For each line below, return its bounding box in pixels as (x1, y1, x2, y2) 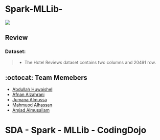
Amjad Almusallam (12, 107, 50, 113)
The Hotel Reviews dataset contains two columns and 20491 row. (24, 59, 156, 65)
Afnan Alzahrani (12, 92, 45, 97)
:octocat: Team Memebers (5, 73, 88, 82)
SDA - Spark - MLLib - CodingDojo (5, 124, 147, 136)
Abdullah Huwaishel (12, 87, 53, 93)
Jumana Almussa (12, 97, 47, 103)
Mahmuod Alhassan (12, 102, 53, 108)
